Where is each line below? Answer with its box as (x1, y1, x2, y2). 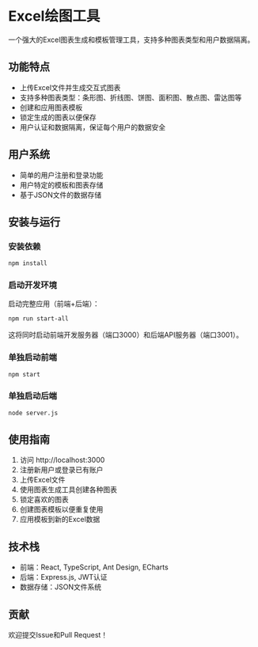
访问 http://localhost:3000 (19, 456, 105, 465)
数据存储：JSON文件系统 (19, 582, 102, 592)
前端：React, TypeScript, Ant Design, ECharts (19, 562, 169, 572)
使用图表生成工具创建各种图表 (19, 485, 117, 494)
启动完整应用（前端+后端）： (8, 299, 101, 308)
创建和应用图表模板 (19, 102, 83, 112)
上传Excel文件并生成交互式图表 (19, 82, 121, 92)
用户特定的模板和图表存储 (19, 180, 104, 190)
